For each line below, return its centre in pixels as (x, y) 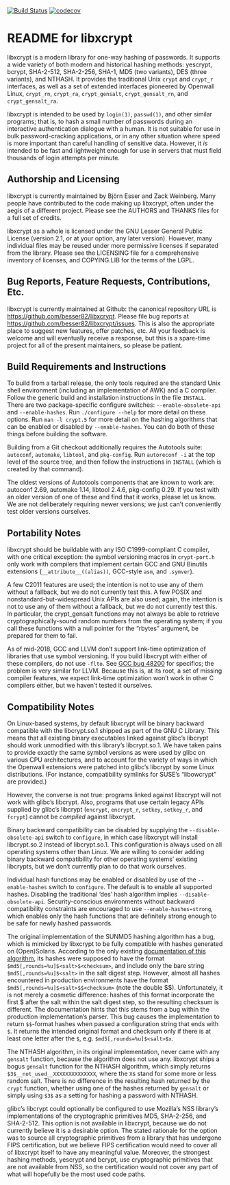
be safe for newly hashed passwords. (60, 923)
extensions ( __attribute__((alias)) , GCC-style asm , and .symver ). (101, 571)
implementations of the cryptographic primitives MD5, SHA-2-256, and (107, 1116)
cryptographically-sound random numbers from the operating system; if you (115, 621)
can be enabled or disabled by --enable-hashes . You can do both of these (111, 427)
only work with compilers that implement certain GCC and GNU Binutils (107, 564)
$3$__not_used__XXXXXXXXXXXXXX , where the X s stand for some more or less (112, 1073)
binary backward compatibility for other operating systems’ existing (102, 859)
